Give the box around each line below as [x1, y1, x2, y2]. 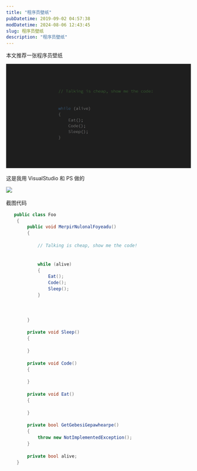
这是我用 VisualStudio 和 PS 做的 [6, 174, 85, 181]
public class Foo [13, 211, 57, 217]
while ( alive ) [37, 261, 72, 267]
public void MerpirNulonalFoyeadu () [27, 224, 117, 230]
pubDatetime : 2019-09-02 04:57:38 [6, 15, 91, 22]
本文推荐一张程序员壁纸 [6, 52, 63, 59]
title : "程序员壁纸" [6, 9, 52, 15]
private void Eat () [27, 391, 75, 397]
